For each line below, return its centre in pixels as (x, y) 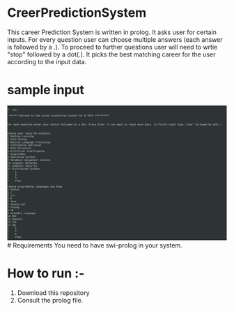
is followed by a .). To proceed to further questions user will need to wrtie (112, 47)
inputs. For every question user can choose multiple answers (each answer (115, 39)
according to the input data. (47, 61)
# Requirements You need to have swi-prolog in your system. (95, 245)
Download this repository (53, 293)
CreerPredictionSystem (77, 13)
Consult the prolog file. (50, 300)
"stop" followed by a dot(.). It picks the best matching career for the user (111, 54)
